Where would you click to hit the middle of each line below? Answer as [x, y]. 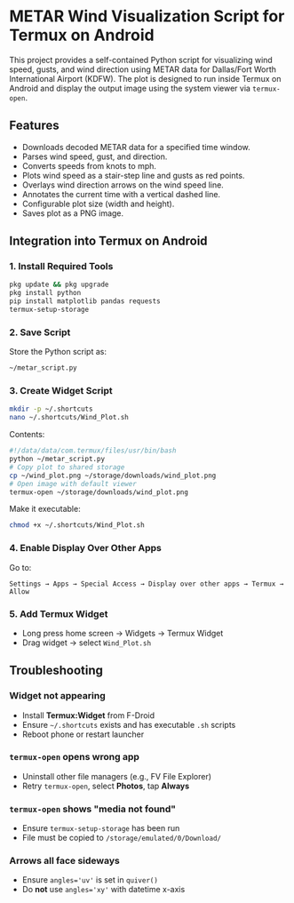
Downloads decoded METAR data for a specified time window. [136, 147]
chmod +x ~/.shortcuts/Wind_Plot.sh [77, 525]
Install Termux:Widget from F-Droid [88, 715]
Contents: [27, 435]
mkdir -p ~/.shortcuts [51, 409]
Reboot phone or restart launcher [83, 734]
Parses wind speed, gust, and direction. [95, 156]
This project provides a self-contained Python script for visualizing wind [141, 60]
